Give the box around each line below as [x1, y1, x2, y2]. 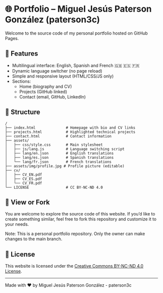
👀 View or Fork [5, 198, 50, 206]
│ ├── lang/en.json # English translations [5, 151, 114, 156]
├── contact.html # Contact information [5, 134, 112, 138]
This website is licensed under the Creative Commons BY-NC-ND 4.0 [5, 263, 144, 269]
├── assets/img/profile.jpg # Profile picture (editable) [5, 163, 125, 169]
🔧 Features [5, 50, 38, 58]
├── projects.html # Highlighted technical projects [5, 129, 136, 135]
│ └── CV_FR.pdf [5, 180, 42, 186]
